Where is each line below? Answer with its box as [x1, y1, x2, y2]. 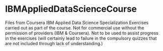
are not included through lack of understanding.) [5, 40, 103, 46]
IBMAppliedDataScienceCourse [5, 3, 137, 15]
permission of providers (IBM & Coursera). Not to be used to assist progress [5, 30, 159, 36]
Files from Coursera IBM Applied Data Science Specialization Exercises [5, 20, 149, 25]
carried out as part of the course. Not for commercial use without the [5, 25, 144, 30]
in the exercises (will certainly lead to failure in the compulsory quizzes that [5, 35, 157, 41]
